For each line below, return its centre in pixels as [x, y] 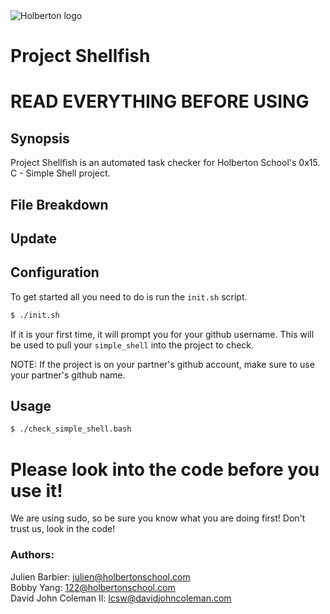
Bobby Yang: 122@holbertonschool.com [93, 587]
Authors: [32, 555]
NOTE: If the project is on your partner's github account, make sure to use [162, 364]
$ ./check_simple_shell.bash [71, 429]
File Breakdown [59, 204]
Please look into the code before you [165, 469]
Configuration [55, 272]
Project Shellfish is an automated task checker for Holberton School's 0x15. [165, 163]
